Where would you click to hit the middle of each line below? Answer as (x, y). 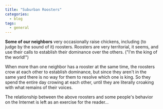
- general (19, 28)
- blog (16, 19)
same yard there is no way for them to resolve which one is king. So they (78, 77)
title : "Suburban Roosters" (34, 10)
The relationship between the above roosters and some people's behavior (79, 97)
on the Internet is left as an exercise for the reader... (57, 102)
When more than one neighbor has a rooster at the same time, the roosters (80, 67)
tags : (10, 23)
